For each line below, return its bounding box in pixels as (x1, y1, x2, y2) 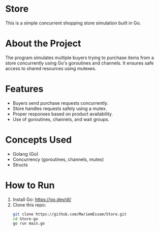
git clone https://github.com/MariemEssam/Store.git (12, 212, 127, 217)
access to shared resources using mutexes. (5, 65, 97, 71)
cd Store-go (12, 216, 38, 221)
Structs (12, 161, 28, 168)
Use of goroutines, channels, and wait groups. (12, 116, 110, 122)
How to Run (5, 179, 55, 191)
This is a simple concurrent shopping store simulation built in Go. (5, 20, 141, 26)
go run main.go (12, 221, 45, 226)
